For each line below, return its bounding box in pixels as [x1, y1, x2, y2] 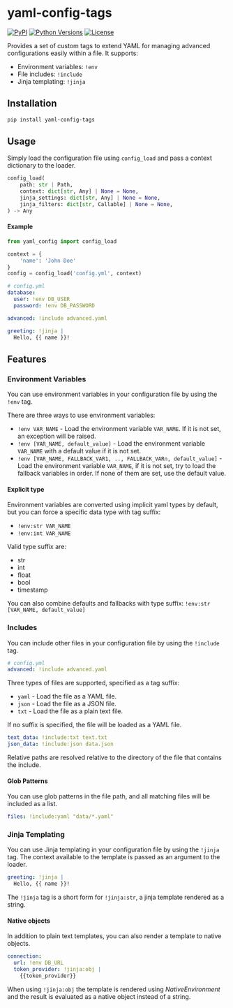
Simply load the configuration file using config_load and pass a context [7, 154, 213, 162]
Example [7, 222, 33, 231]
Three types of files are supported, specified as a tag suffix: [7, 679, 180, 687]
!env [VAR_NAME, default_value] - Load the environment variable [17, 439, 206, 448]
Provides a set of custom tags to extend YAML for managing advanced [7, 41, 211, 50]
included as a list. [7, 800, 58, 808]
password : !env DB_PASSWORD [13, 302, 96, 309]
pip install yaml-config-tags [7, 116, 96, 123]
